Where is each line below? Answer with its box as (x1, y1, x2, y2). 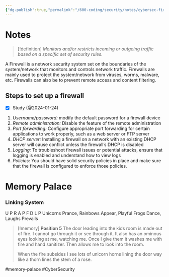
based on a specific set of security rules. (17, 51, 103, 57)
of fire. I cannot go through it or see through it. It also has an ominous (17, 230, 162, 237)
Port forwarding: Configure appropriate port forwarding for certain (12, 125, 150, 131)
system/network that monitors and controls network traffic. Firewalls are (5, 66, 155, 72)
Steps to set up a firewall (5, 91, 84, 100)
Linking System (5, 198, 44, 205)
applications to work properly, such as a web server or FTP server (12, 131, 150, 137)
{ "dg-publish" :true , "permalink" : (5, 7, 75, 13)
